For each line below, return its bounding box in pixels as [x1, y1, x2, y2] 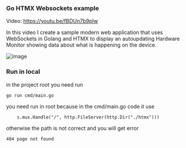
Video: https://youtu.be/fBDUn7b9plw [6, 18, 99, 25]
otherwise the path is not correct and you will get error [6, 124, 139, 131]
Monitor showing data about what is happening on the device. [6, 41, 156, 48]
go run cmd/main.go [6, 93, 54, 98]
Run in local [6, 68, 40, 76]
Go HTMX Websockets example [6, 4, 99, 12]
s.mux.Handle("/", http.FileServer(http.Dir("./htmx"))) [17, 114, 160, 120]
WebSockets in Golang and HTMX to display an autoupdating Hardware [6, 35, 180, 42]
